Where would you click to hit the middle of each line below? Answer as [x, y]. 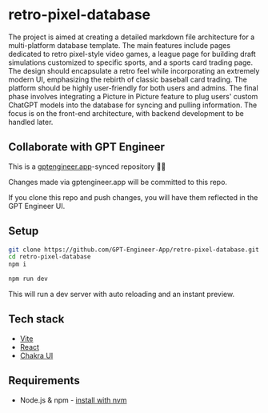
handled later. [31, 122]
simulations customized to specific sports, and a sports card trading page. [131, 62]
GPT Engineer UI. [37, 206]
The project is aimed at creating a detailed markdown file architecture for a [132, 37]
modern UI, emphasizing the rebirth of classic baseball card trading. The [128, 79]
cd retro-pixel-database [50, 257]
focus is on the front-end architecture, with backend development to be [126, 113]
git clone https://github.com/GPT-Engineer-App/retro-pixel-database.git [134, 250]
